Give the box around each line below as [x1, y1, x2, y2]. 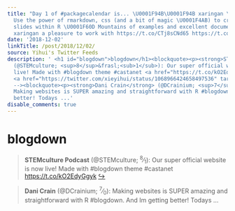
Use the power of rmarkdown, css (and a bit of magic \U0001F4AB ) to [13, 17, 220, 24]
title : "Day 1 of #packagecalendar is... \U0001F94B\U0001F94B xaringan [7, 10, 224, 17]
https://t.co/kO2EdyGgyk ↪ [24, 172, 106, 180]
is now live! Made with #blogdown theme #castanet [24, 165, 173, 173]
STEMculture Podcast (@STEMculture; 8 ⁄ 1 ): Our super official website [24, 154, 227, 166]
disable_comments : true [7, 101, 77, 108]
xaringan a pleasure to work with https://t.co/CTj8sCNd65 [13, 29, 190, 37]
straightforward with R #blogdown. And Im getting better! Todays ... [24, 196, 219, 204]
